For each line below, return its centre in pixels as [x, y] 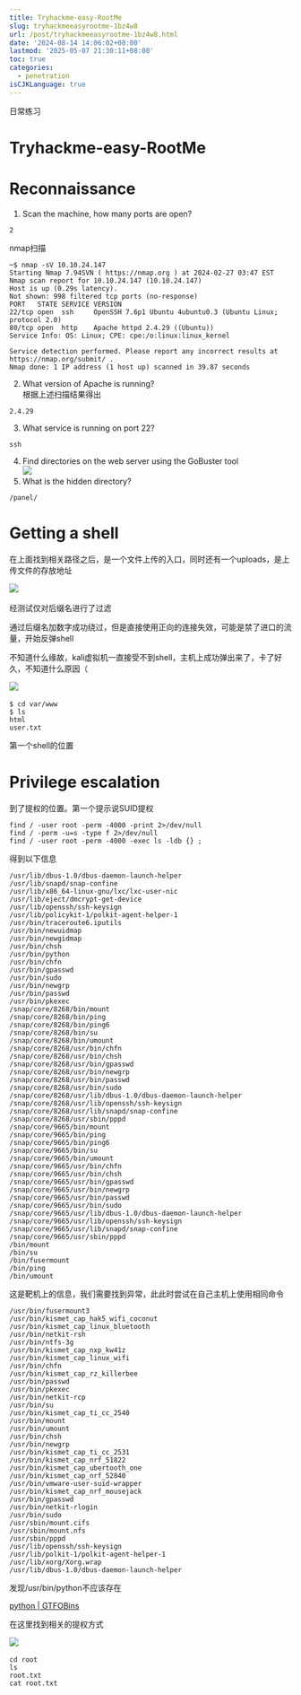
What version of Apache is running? [88, 383]
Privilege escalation [85, 782]
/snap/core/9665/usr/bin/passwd [69, 1197]
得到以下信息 [33, 859]
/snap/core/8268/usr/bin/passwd [69, 1079]
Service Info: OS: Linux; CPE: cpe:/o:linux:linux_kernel [120, 336]
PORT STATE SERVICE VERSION [66, 304]
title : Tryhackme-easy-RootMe [66, 17]
